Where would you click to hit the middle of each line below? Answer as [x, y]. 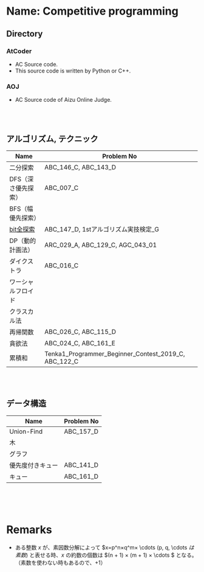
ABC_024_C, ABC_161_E [80, 343]
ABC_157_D [81, 431]
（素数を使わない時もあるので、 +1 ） [60, 562]
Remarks [29, 530]
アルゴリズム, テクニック [52, 139]
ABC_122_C [62, 361]
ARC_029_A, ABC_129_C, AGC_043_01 [101, 245]
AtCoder [19, 51]
